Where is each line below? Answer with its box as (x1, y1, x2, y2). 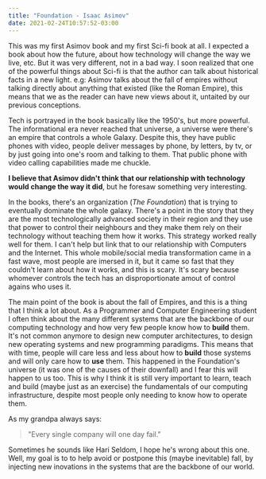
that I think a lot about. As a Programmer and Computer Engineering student (8, 306, 257, 315)
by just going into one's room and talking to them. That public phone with (8, 149, 248, 159)
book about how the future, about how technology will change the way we (8, 49, 251, 59)
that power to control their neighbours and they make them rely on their (8, 222, 242, 232)
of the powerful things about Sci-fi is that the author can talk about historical (8, 66, 259, 76)
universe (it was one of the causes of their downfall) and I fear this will (8, 364, 238, 374)
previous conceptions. (8, 100, 82, 110)
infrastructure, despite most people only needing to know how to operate (8, 390, 248, 399)
